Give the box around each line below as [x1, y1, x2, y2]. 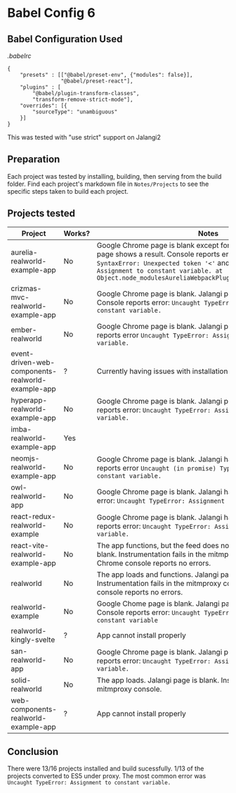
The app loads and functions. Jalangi [96, 569, 219, 579]
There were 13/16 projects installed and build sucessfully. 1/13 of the [7, 764, 204, 773]
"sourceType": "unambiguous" [32, 108, 118, 115]
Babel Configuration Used [7, 33, 123, 45]
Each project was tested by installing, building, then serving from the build [7, 172, 222, 180]
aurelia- [11, 247, 38, 257]
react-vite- [11, 540, 49, 550]
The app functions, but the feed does [96, 540, 219, 550]
